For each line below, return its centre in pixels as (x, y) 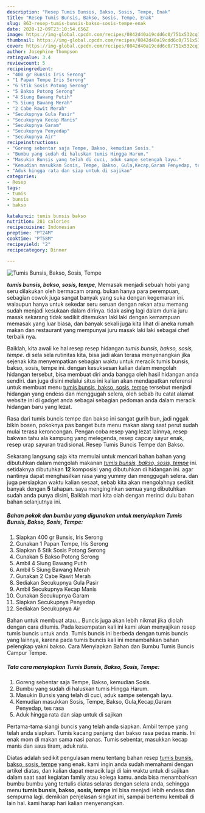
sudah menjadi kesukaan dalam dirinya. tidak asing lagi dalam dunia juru (97, 310)
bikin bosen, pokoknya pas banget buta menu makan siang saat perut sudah (102, 425)
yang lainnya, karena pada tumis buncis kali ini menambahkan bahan (93, 640)
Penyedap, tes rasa (40, 708)
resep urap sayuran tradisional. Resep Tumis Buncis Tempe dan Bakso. (96, 444)
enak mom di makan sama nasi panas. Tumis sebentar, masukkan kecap (97, 740)
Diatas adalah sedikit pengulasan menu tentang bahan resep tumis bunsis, (100, 758)
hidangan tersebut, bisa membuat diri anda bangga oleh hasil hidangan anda (103, 374)
